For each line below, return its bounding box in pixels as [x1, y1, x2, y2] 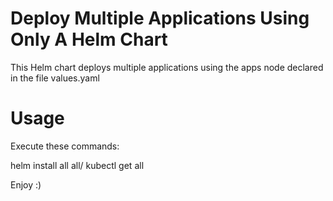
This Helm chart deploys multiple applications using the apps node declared [10, 61, 324, 73]
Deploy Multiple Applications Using [10, 7, 310, 30]
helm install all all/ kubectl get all [10, 159, 145, 171]
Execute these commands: [10, 140, 120, 152]
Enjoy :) [10, 178, 42, 191]
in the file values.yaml [10, 72, 100, 84]
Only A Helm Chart [10, 28, 168, 51]
